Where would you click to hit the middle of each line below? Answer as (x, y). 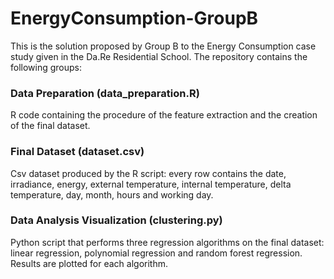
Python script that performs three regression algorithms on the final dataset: (167, 242)
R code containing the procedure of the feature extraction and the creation (164, 115)
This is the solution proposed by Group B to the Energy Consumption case (163, 46)
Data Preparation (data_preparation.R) (105, 93)
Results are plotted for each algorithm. (89, 263)
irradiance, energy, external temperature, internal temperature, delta (151, 184)
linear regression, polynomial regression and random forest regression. (156, 253)
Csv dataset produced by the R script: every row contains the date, (148, 173)
